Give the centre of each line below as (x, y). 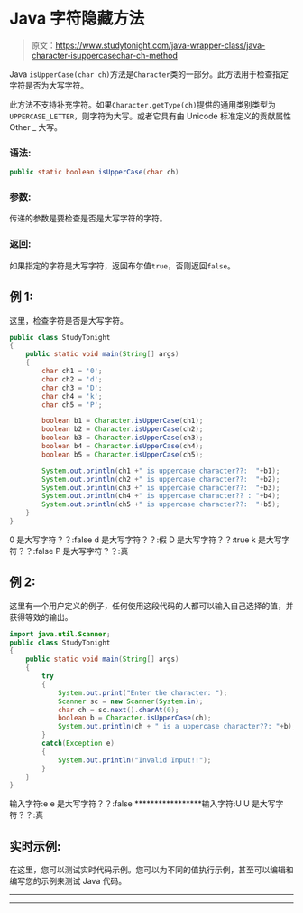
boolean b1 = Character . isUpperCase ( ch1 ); (123, 421)
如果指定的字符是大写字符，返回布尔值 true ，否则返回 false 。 (123, 265)
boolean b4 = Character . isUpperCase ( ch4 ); (123, 447)
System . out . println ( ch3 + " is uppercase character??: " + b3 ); (161, 488)
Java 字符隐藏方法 (77, 19)
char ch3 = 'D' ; (72, 388)
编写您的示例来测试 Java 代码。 (68, 881)
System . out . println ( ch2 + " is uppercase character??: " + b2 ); (161, 479)
